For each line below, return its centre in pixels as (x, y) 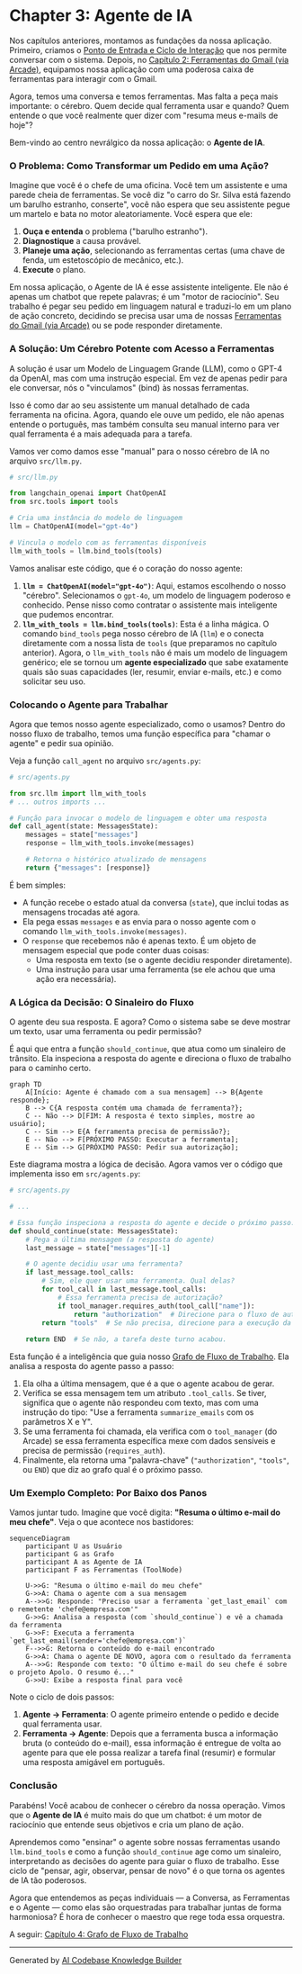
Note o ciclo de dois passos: (62, 1697)
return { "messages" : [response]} (88, 868)
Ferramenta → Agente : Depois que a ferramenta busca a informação (150, 1734)
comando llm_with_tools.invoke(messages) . (104, 931)
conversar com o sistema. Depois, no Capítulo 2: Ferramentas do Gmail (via (149, 59)
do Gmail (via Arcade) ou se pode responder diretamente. (116, 326)
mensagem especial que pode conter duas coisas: (115, 950)
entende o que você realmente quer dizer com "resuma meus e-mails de (144, 115)
